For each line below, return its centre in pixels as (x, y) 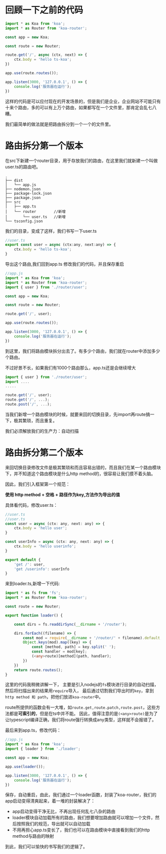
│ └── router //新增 (35, 211)
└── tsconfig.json (24, 221)
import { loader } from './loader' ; (43, 749)
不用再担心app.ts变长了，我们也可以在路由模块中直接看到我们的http (81, 830)
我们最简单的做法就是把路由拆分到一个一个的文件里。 (59, 124)
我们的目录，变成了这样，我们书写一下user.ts (51, 231)
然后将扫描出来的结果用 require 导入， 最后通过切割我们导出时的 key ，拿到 (80, 691)
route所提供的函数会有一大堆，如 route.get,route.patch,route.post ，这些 (81, 707)
